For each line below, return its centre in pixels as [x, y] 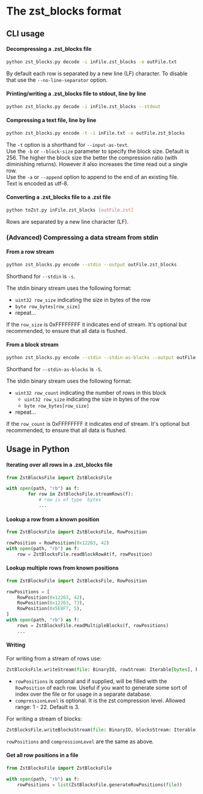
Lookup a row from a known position [53, 519]
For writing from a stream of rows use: [54, 658]
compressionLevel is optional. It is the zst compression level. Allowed [100, 700]
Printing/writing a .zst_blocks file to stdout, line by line [76, 94]
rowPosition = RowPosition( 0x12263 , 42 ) [58, 543]
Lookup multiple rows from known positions [63, 568]
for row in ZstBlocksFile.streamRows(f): [81, 494]
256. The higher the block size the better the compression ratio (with [92, 157]
